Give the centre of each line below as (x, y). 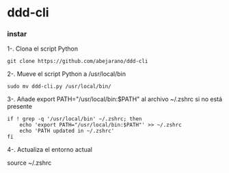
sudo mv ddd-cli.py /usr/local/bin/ (59, 87)
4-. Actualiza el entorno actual (50, 150)
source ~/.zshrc (29, 163)
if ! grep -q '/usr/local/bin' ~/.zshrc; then (75, 119)
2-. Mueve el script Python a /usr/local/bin (67, 74)
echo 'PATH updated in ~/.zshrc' (67, 131)
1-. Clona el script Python (43, 49)
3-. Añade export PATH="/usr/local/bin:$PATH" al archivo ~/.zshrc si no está (115, 99)
